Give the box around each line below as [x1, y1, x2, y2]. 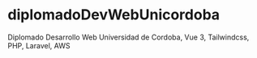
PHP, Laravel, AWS [7, 40, 71, 50]
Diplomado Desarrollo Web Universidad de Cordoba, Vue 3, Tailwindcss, [7, 32, 250, 42]
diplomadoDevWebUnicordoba [7, 6, 221, 24]
